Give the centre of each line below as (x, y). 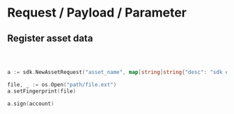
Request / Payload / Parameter (97, 13)
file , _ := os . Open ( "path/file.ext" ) (62, 84)
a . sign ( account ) (31, 104)
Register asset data (50, 38)
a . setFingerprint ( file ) (42, 91)
